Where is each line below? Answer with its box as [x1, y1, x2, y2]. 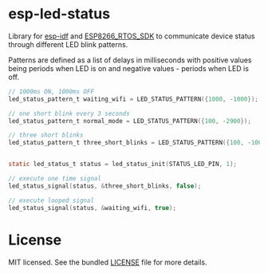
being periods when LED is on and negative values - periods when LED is [8, 63, 250, 73]
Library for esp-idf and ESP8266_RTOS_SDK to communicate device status [8, 31, 255, 41]
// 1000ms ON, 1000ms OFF [8, 87, 94, 96]
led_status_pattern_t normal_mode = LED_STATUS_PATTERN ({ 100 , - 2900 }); [8, 117, 251, 125]
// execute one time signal [8, 175, 102, 183]
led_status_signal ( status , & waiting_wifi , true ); [8, 204, 177, 212]
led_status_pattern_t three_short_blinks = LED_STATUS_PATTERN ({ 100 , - [8, 139, 251, 147]
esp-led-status [8, 5, 110, 23]
